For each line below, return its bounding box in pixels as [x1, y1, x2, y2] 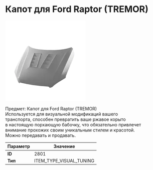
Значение [53, 143, 75, 149]
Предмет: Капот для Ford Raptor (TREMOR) [5, 105, 97, 111]
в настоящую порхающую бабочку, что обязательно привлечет [5, 121, 141, 127]
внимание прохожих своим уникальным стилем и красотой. [5, 127, 135, 133]
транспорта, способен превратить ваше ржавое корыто [5, 116, 126, 122]
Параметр [7, 143, 30, 149]
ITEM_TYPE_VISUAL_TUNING [34, 157, 94, 163]
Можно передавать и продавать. [5, 132, 76, 138]
